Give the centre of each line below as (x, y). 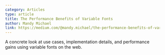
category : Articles (25, 10)
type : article (20, 14)
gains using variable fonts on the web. (44, 47)
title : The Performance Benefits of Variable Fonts (59, 19)
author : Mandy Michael (28, 23)
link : (11, 28)
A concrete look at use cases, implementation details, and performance (77, 42)
